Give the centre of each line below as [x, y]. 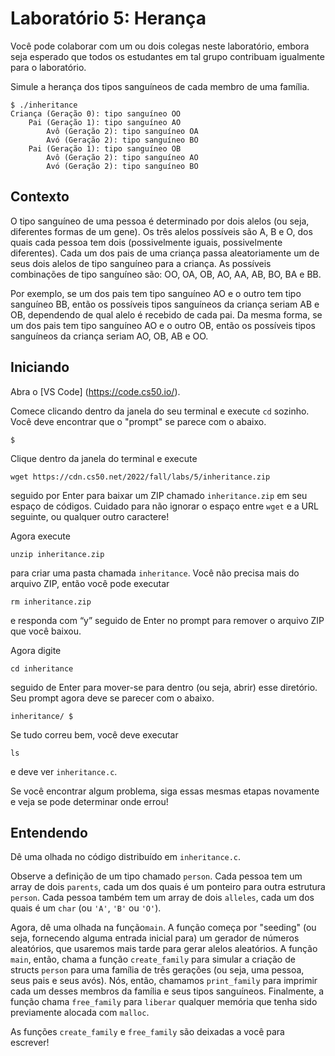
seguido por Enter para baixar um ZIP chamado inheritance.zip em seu [159, 495]
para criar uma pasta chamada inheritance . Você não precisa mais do [155, 573]
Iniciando [40, 367]
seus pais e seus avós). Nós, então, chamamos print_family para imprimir [164, 981]
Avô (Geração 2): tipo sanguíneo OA [122, 131]
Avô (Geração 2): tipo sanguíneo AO [122, 157]
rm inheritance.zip [51, 602]
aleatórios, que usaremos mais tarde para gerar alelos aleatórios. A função [164, 949]
